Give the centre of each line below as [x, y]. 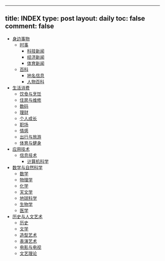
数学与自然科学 [27, 167]
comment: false [29, 26]
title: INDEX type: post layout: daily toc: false [75, 18]
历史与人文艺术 [27, 216]
